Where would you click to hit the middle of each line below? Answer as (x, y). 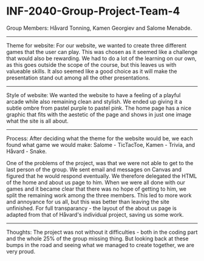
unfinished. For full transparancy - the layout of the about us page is (92, 208)
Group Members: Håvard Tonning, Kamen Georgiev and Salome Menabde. (99, 28)
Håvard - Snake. (27, 151)
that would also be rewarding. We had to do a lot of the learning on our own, (101, 58)
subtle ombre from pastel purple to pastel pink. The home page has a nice (99, 108)
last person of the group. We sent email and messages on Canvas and (94, 169)
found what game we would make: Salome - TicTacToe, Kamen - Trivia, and (101, 144)
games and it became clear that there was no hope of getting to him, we (97, 189)
